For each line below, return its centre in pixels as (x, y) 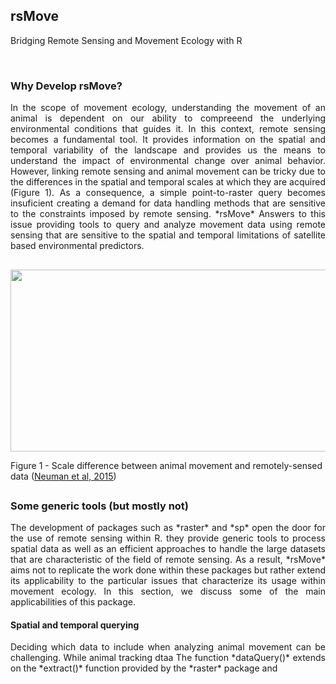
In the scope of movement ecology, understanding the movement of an (168, 108)
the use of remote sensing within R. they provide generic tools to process (168, 538)
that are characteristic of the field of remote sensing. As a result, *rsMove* (168, 560)
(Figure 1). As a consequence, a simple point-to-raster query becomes (168, 193)
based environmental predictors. (77, 246)
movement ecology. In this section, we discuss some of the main (168, 591)
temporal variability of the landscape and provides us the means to (168, 150)
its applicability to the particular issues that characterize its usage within (168, 581)
